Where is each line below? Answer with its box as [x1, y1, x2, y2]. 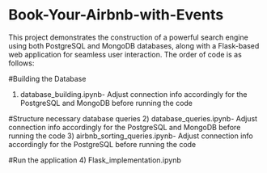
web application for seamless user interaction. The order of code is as [8, 49, 243, 59]
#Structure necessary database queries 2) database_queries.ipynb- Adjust [8, 113, 257, 123]
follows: [8, 58, 35, 68]
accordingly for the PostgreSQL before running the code [8, 139, 197, 149]
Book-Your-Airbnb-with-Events [8, 6, 224, 24]
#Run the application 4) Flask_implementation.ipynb [8, 155, 182, 165]
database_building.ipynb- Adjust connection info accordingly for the [19, 89, 248, 99]
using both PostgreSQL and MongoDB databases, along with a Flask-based [8, 40, 260, 50]
